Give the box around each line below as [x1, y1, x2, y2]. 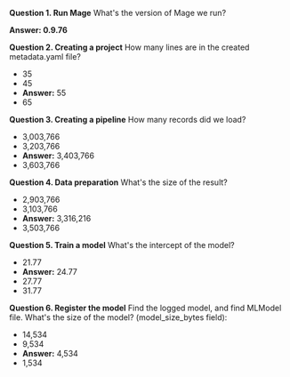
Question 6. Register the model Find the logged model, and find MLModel [9, 302, 282, 313]
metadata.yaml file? [9, 52, 82, 61]
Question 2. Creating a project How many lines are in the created [9, 42, 250, 52]
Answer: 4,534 [21, 349, 78, 358]
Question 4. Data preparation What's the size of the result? [9, 177, 229, 188]
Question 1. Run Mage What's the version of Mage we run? [9, 8, 227, 18]
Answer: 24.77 [21, 267, 78, 277]
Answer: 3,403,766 [21, 150, 95, 161]
